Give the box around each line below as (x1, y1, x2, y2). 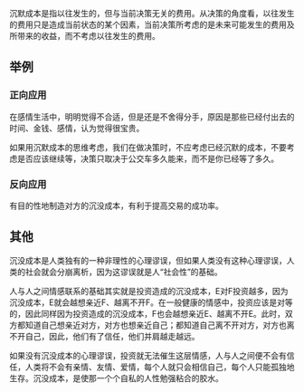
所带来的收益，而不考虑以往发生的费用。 (9, 31, 160, 41)
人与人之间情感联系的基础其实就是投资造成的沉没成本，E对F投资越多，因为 (9, 285, 289, 296)
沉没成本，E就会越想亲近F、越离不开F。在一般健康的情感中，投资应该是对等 (9, 297, 293, 308)
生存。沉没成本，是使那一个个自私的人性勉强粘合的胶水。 (9, 372, 223, 383)
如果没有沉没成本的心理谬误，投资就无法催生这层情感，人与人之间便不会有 (9, 349, 287, 360)
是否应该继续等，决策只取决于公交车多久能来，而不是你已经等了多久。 (16, 153, 279, 164)
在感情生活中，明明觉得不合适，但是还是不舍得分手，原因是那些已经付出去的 (9, 111, 295, 122)
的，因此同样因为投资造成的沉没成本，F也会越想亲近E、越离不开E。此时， (9, 308, 286, 319)
